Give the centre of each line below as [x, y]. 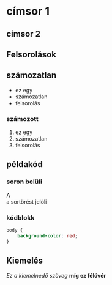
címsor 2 [24, 34]
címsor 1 [28, 11]
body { [15, 231]
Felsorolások [32, 54]
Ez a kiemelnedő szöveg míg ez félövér [56, 275]
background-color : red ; [48, 236]
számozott [22, 119]
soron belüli [24, 182]
